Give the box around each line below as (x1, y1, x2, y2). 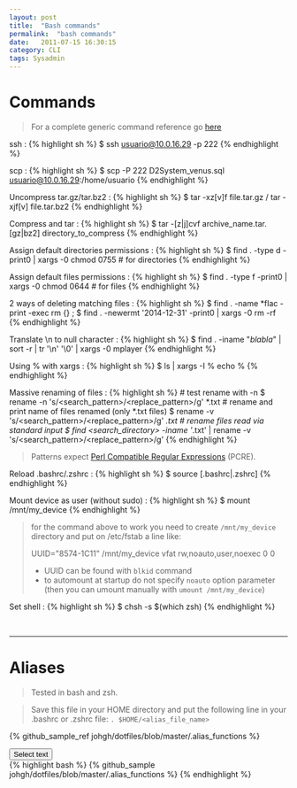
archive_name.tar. (202, 218, 268, 228)
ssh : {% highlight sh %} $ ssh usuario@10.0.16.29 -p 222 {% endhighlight (9, 138, 279, 149)
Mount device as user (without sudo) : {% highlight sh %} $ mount (9, 495, 250, 506)
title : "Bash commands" (9, 21, 101, 30)
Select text (13, 749, 49, 759)
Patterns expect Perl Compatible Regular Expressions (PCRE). (30, 451, 256, 461)
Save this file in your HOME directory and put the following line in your (30, 704, 287, 715)
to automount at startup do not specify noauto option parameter (43, 575, 276, 585)
